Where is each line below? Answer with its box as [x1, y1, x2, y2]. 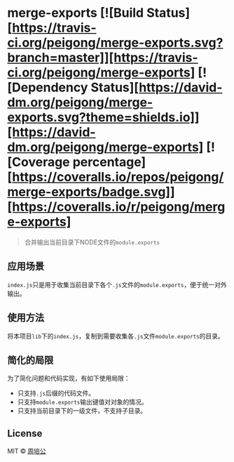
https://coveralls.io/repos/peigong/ [12, 169, 224, 185]
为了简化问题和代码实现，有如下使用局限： [7, 374, 130, 383]
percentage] [72, 154, 146, 170]
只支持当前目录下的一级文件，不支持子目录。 [17, 407, 147, 415]
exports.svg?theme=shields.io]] [7, 110, 200, 126]
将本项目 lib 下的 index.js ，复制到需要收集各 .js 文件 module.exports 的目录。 [7, 331, 224, 340]
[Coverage [7, 154, 70, 170]
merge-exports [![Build [7, 5, 144, 21]
